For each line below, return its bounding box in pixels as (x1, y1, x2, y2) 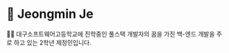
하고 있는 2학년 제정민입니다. (13, 38, 91, 47)
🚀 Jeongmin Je (6, 6, 94, 22)
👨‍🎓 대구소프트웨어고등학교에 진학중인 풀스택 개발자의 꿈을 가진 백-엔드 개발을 (6, 30, 215, 38)
